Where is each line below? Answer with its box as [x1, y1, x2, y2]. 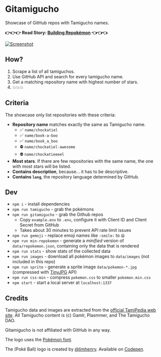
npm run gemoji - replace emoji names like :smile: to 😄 [12, 233, 125, 239]
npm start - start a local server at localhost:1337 [12, 280, 112, 286]
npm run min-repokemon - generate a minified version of [12, 238, 124, 244]
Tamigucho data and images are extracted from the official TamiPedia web [5, 307, 156, 313]
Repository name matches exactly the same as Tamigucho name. [12, 121, 146, 127]
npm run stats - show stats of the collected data [12, 248, 111, 254]
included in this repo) [12, 259, 56, 265]
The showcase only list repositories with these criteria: [5, 112, 116, 118]
